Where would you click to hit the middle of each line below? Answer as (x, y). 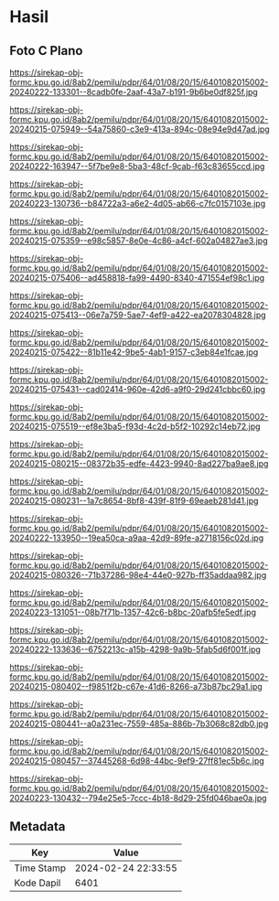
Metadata (38, 826)
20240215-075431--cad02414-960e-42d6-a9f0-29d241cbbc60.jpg (138, 389)
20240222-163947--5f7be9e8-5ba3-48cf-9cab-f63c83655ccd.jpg (137, 166)
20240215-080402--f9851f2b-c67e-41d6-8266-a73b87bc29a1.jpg (136, 686)
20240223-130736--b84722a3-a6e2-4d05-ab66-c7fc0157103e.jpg (138, 204)
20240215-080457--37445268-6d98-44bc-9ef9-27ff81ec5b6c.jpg (137, 761)
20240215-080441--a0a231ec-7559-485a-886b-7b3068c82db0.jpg (139, 724)
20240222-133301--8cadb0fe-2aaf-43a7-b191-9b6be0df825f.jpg (134, 92)
